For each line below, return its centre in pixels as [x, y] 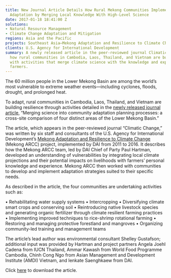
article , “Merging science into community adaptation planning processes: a [84, 113]
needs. [12, 177]
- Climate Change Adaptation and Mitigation [53, 34]
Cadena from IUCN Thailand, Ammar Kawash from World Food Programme [84, 249]
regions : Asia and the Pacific [38, 39]
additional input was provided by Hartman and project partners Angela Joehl [85, 244]
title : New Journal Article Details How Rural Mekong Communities [77, 10]
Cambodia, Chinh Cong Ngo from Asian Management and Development [80, 255]
